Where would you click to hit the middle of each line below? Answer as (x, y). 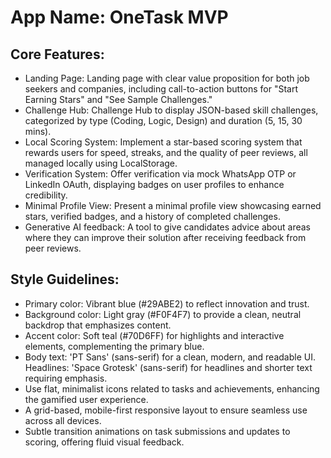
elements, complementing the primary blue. (114, 346)
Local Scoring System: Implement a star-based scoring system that (163, 142)
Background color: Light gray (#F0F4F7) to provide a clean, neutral (163, 314)
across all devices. (63, 420)
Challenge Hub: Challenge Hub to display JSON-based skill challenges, (171, 110)
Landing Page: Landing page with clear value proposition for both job (167, 78)
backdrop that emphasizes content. (98, 325)
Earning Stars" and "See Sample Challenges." (118, 99)
